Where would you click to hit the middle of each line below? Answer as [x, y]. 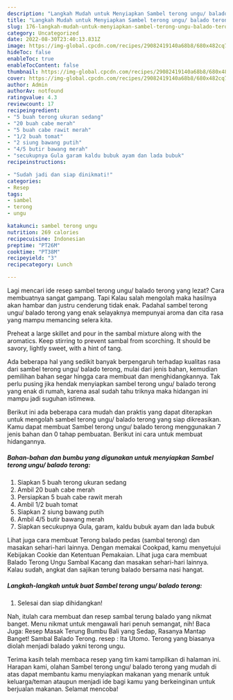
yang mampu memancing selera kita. [60, 320]
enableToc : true [31, 59]
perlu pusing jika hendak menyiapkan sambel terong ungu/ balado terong [112, 384]
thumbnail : [23, 72]
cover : [17, 78]
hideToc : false [29, 53]
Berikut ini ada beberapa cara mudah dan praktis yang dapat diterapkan [110, 412]
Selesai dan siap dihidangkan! [60, 603]
